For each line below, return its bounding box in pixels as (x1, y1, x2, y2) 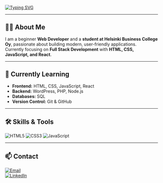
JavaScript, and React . (5, 51, 52, 57)
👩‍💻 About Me (5, 23, 46, 32)
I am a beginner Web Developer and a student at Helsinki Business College (5, 36, 158, 42)
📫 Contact (5, 152, 39, 160)
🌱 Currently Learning (5, 70, 69, 79)
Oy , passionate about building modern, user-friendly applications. (5, 41, 137, 47)
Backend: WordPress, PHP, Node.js (12, 88, 83, 94)
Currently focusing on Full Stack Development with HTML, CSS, (5, 46, 134, 52)
